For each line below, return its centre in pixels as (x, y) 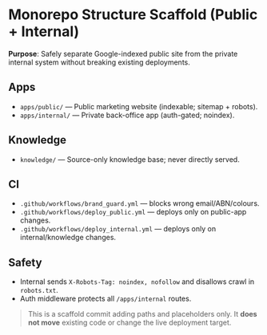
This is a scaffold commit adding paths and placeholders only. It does (142, 314)
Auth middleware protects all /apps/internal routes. (106, 299)
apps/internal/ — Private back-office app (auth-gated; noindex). (127, 115)
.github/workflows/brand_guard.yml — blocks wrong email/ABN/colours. (139, 203)
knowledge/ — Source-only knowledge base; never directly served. (130, 159)
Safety (25, 262)
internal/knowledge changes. (68, 238)
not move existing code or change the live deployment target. (130, 323)
